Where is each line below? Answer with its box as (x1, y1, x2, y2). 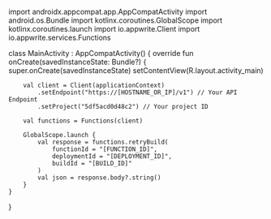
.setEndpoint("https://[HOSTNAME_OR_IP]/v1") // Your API (37, 88, 238, 97)
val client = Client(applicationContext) (23, 81, 165, 89)
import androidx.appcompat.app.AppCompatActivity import (8, 7, 208, 16)
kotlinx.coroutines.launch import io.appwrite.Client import (8, 24, 200, 33)
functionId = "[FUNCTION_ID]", (51, 145, 158, 153)
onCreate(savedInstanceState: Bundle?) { (8, 57, 147, 67)
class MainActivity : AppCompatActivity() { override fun (8, 49, 194, 58)
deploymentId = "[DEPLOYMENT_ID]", (51, 152, 173, 161)
